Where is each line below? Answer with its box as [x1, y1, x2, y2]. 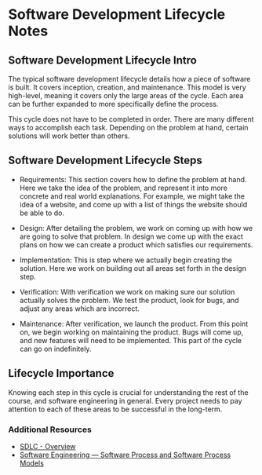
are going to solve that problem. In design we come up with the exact [19, 232, 243, 241]
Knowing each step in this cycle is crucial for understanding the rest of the [8, 387, 249, 397]
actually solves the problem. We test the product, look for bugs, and [19, 295, 239, 305]
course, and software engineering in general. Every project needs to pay [8, 396, 242, 405]
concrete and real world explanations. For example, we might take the [19, 191, 246, 201]
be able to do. [19, 208, 65, 217]
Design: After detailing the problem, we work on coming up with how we [19, 223, 253, 232]
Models [19, 458, 45, 468]
